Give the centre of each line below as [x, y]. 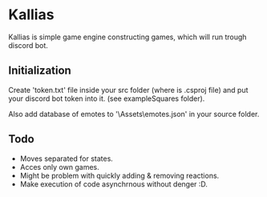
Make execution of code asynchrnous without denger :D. [114, 184]
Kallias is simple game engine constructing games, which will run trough [127, 37]
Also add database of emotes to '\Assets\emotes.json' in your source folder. [134, 114]
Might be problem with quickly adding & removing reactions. [119, 175]
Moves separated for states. [67, 159]
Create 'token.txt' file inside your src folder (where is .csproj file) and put [128, 90]
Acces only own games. [59, 167]
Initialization [40, 71]
